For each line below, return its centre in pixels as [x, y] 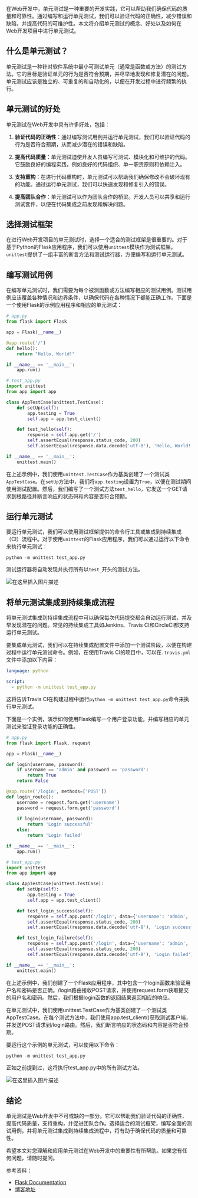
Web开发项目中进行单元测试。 [43, 31]
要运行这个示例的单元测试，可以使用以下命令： [63, 1045]
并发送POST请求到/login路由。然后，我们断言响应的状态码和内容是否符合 [95, 1024]
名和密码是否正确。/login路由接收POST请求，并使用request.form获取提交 [100, 990]
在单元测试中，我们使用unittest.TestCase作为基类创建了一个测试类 [87, 1010]
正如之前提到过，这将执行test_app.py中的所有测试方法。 [75, 1068]
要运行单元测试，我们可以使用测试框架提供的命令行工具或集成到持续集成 [94, 532]
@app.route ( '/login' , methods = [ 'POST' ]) [57, 791]
